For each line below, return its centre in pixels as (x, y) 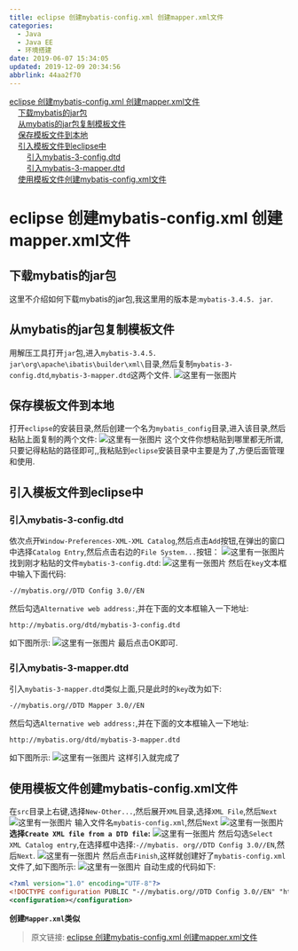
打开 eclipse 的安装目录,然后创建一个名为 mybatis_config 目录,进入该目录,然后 (148, 428)
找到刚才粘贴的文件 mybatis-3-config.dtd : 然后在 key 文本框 (148, 563)
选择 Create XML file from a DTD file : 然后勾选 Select (141, 834)
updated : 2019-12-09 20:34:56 (65, 67)
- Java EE (35, 42)
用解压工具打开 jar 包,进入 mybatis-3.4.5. (83, 352)
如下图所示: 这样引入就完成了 (94, 758)
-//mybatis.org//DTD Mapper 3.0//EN (77, 706)
